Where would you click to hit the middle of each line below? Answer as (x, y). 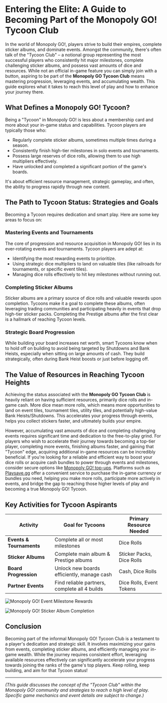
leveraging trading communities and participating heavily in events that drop (83, 309)
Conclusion (23, 626)
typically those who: (26, 130)
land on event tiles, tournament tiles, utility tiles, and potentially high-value (81, 411)
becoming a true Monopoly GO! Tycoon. (46, 489)
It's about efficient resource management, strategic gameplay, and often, (80, 181)
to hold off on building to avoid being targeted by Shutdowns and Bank (78, 348)
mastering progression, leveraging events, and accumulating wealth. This (80, 81)
